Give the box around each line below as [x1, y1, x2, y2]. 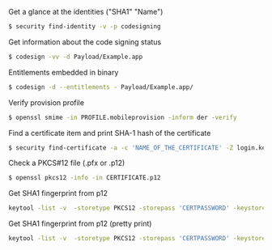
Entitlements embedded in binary [8, 67, 119, 77]
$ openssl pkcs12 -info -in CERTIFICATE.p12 [8, 174, 161, 182]
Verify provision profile [8, 97, 85, 108]
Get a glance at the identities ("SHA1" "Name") [8, 7, 164, 16]
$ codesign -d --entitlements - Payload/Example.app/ [8, 83, 194, 91]
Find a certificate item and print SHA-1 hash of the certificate [8, 128, 211, 138]
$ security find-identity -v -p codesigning [8, 23, 161, 31]
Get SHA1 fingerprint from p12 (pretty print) [8, 218, 152, 229]
